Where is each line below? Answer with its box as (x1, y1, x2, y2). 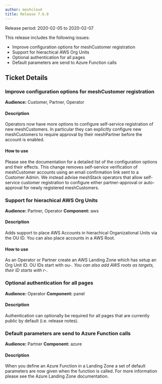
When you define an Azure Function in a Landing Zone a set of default (5, 363, 146, 369)
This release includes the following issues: (5, 35, 90, 40)
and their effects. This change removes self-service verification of (5, 164, 138, 170)
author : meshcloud (5, 7, 42, 12)
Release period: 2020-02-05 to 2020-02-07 (5, 25, 94, 31)
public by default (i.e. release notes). (5, 318, 79, 324)
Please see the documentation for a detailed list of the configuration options (5, 159, 158, 165)
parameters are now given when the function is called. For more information (5, 368, 157, 374)
